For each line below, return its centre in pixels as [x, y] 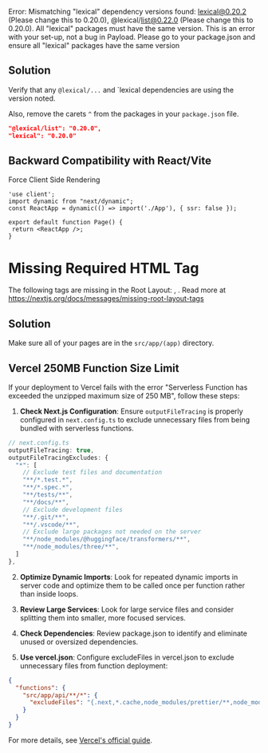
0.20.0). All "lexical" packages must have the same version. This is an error [132, 28]
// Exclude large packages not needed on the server [112, 532]
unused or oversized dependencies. [79, 641]
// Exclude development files [73, 509]
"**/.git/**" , [46, 517]
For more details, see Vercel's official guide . [81, 740]
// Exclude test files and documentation [92, 473]
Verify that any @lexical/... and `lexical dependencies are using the [121, 89]
